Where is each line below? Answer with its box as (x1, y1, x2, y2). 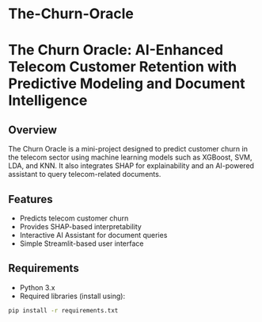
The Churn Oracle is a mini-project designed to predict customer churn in (8, 144, 248, 154)
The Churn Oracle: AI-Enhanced (8, 41, 224, 59)
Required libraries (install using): (19, 291, 125, 301)
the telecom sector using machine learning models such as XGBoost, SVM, (8, 152, 253, 163)
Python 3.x (19, 282, 55, 292)
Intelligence (8, 92, 88, 109)
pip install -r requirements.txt (8, 306, 119, 314)
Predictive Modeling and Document (8, 75, 245, 93)
